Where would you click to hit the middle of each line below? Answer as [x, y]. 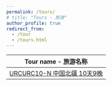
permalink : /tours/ [31, 12]
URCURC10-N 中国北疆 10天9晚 [56, 73]
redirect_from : [25, 29]
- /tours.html [29, 40]
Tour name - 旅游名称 [56, 61]
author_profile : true [34, 23]
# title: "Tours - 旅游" [37, 18]
